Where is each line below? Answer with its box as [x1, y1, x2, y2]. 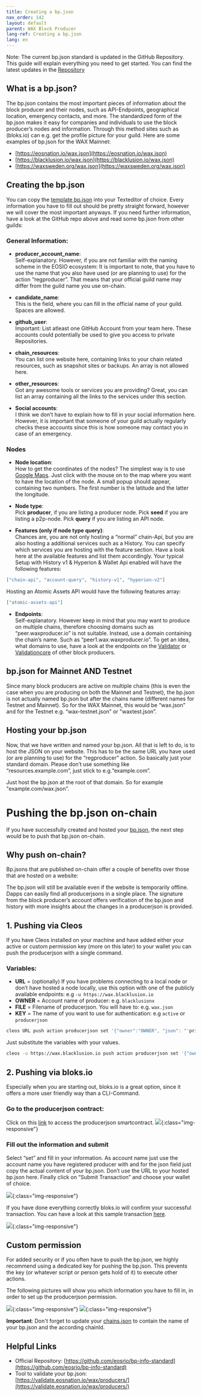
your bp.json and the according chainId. [6, 1324, 105, 1331]
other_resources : [14, 380, 60, 387]
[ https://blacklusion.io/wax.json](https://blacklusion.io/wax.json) [14, 156, 175, 163]
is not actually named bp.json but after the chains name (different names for [6, 695, 194, 702]
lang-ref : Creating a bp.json [6, 31, 82, 37]
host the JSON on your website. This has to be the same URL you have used [6, 747, 195, 755]
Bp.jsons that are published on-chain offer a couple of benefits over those [6, 865, 189, 873]
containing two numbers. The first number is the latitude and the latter [14, 484, 189, 491]
